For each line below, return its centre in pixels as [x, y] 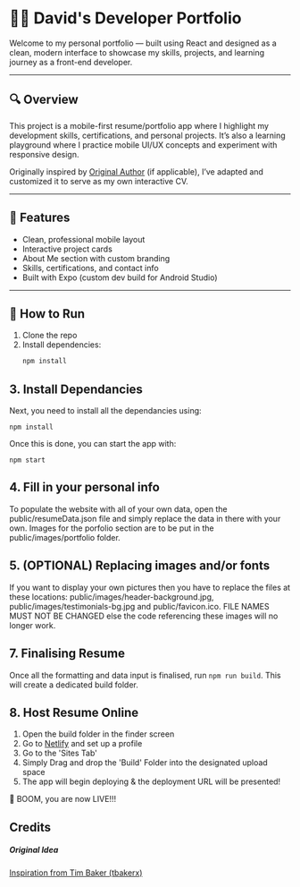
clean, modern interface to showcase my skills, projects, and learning [137, 52]
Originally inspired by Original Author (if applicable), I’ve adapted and [136, 171]
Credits [30, 827]
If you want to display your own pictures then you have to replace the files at [150, 587]
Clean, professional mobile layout [83, 239]
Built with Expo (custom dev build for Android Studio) [120, 277]
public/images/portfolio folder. [65, 537]
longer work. [33, 625]
